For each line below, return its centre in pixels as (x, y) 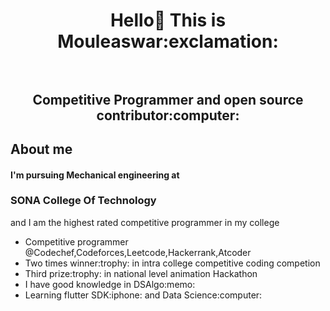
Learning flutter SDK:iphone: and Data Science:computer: (143, 295)
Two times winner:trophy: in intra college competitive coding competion (172, 263)
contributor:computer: (168, 115)
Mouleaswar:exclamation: (168, 41)
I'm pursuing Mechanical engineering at (95, 175)
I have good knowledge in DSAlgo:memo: (110, 284)
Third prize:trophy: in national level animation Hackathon (141, 273)
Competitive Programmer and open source (168, 99)
